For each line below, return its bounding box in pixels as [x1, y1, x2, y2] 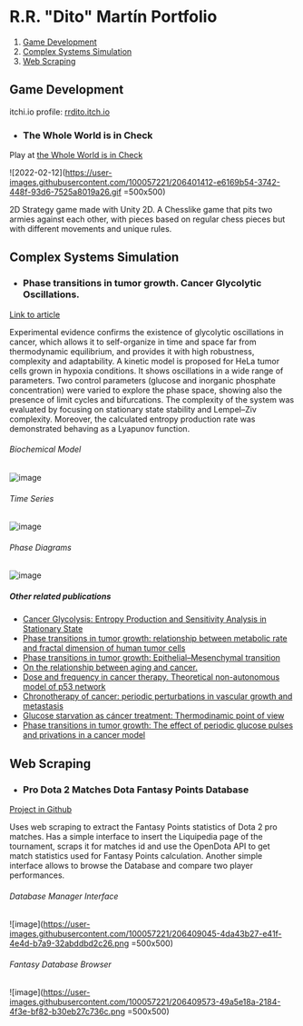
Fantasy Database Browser [9, 959, 112, 970]
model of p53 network [22, 682, 106, 692]
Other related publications [9, 591, 112, 602]
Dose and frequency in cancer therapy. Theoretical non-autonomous [22, 672, 280, 682]
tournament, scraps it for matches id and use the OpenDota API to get [9, 841, 270, 852]
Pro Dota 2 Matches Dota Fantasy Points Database [22, 783, 249, 796]
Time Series [9, 493, 54, 503]
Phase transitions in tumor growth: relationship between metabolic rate [22, 633, 288, 644]
